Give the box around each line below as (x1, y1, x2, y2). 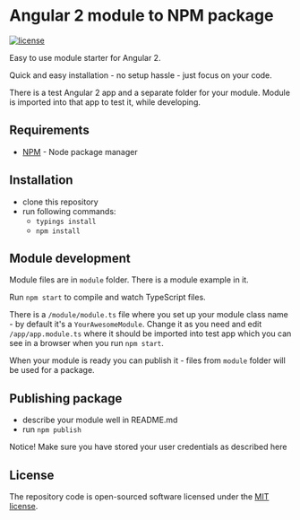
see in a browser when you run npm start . (9, 338, 164, 349)
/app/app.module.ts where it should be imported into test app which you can (9, 328, 292, 339)
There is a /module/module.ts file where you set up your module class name (9, 309, 288, 320)
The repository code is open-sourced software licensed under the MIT (9, 491, 270, 502)
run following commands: (21, 205, 116, 216)
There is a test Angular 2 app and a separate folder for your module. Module (9, 87, 291, 98)
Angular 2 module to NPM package (9, 5, 274, 26)
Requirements (9, 123, 90, 138)
